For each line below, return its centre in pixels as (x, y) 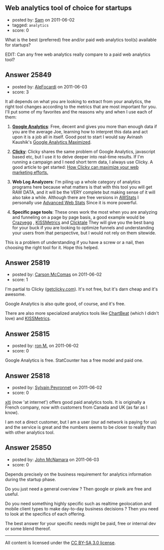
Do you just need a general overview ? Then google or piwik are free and (78, 489)
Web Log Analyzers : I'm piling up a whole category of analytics (76, 182)
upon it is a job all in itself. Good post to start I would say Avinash (77, 137)
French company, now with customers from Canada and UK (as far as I (76, 407)
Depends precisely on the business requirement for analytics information (78, 474)
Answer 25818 (28, 376)
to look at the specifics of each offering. (45, 514)
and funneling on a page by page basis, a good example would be (78, 217)
